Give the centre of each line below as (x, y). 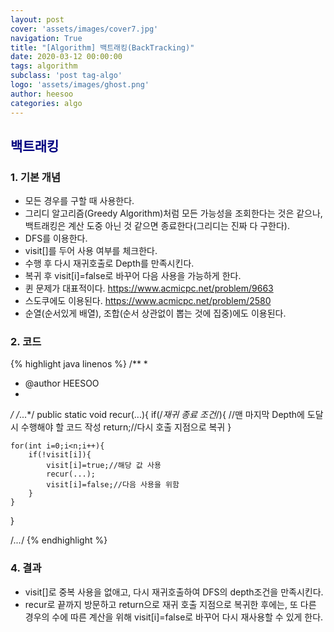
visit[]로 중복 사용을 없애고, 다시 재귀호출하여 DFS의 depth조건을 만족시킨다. (174, 592)
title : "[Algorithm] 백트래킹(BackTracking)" (102, 47)
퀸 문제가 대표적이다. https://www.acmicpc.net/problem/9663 (149, 288)
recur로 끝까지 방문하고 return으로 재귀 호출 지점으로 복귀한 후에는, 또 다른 (170, 604)
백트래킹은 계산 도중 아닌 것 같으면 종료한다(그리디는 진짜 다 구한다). (157, 226)
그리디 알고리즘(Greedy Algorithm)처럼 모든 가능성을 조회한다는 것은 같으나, (173, 213)
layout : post (37, 19)
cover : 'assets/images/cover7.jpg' (84, 29)
